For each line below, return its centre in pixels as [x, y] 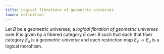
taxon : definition [24, 15]
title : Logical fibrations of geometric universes [60, 10]
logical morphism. [24, 46]
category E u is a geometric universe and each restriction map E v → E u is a [82, 40]
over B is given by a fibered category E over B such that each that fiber [79, 34]
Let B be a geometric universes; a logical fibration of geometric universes [82, 29]
